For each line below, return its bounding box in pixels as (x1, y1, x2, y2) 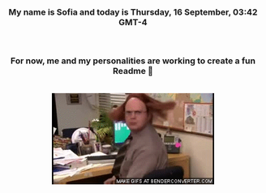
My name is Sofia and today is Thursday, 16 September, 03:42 (8, 6, 258, 18)
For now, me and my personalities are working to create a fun (10, 55, 256, 66)
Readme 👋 (113, 66, 153, 77)
